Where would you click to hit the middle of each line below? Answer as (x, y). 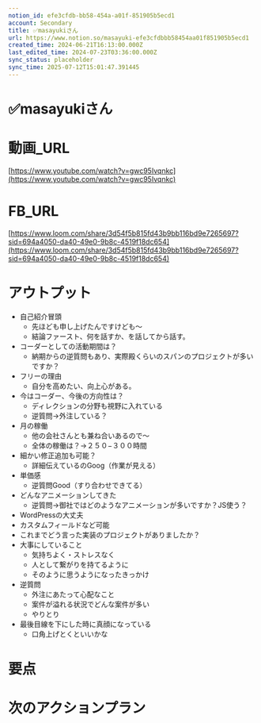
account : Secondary (40, 23)
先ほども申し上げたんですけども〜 (87, 326)
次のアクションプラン (77, 708)
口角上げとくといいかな (70, 634)
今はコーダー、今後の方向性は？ (72, 396)
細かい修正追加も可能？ (58, 455)
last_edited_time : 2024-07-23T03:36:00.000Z (83, 52)
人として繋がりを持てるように (80, 564)
